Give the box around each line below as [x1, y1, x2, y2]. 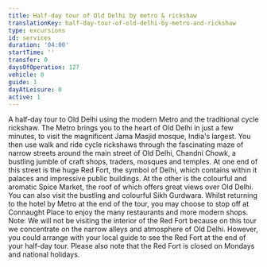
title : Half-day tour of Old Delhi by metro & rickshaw [8, 11, 197, 20]
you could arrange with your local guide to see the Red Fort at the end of [8, 233, 246, 242]
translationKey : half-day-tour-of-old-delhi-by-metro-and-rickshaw [8, 19, 237, 27]
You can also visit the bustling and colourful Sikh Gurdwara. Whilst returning [8, 191, 258, 200]
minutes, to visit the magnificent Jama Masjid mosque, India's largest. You [8, 132, 251, 141]
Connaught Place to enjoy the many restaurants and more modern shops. [8, 207, 249, 217]
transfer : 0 [8, 56, 48, 64]
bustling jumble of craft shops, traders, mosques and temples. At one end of [8, 157, 258, 167]
